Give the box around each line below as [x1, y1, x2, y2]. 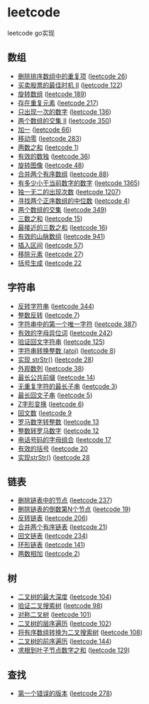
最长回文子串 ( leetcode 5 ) [17, 391, 93, 399]
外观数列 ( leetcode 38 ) [17, 364, 84, 372]
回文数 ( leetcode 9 [17, 409, 72, 417]
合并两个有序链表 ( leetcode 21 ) [17, 522, 108, 531]
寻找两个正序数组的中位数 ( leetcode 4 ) [17, 196, 131, 205]
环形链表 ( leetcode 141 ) [17, 540, 86, 549]
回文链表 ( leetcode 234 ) [17, 532, 89, 540]
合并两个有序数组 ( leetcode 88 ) [17, 169, 109, 178]
